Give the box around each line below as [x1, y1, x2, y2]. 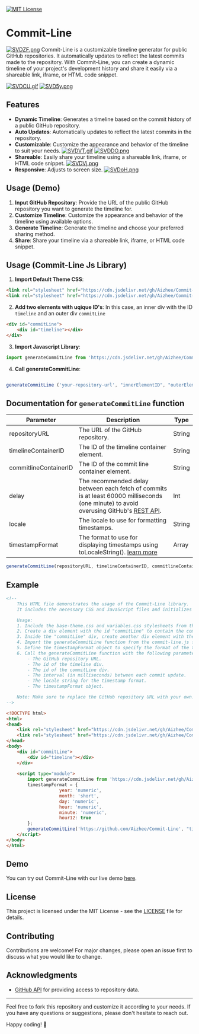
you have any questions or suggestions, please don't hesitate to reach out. [6, 1009, 188, 1016]
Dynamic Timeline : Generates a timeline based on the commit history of [14, 116, 191, 123]
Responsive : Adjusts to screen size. [14, 166, 103, 173]
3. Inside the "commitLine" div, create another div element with [17, 634, 184, 640]
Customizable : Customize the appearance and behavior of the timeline [14, 141, 188, 148]
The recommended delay [79, 477, 149, 486]
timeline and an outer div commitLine [14, 310, 105, 317]
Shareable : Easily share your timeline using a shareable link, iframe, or [14, 153, 187, 160]
